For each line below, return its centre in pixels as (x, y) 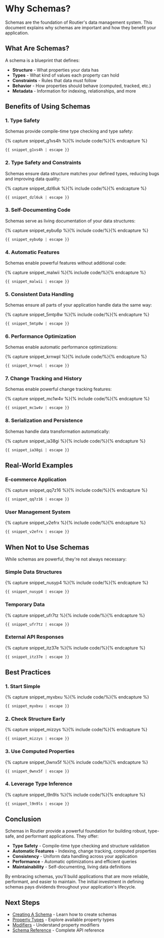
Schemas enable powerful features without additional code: (66, 263)
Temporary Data (25, 605)
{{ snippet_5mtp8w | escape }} (37, 324)
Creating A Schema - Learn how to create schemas (64, 915)
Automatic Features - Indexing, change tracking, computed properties (84, 851)
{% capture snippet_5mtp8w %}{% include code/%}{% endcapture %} (77, 315)
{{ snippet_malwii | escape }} (37, 281)
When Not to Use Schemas (47, 547)
